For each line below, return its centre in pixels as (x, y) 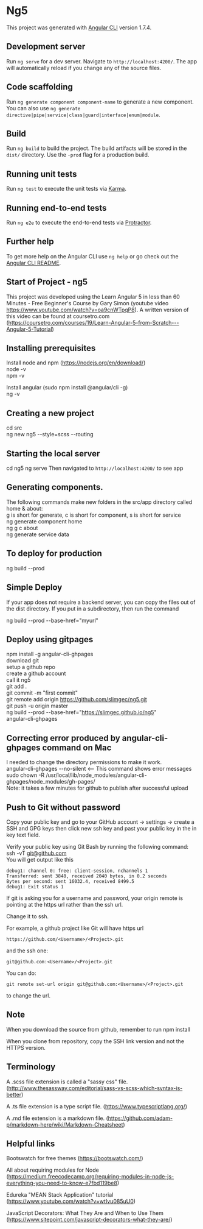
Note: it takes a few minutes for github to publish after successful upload (97, 788)
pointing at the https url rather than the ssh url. (65, 904)
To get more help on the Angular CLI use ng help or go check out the (92, 256)
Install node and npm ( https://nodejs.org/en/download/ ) (76, 363)
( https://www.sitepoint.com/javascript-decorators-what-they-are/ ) (89, 1220)
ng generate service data (38, 534)
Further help (30, 242)
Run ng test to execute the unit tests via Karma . (66, 189)
